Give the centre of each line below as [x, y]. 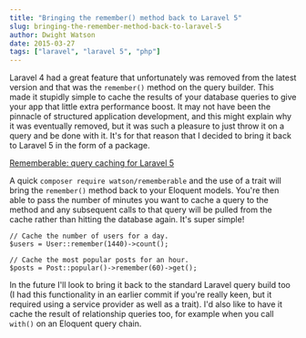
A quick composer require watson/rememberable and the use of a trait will [146, 181]
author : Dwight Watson [52, 35]
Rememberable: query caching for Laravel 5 [92, 163]
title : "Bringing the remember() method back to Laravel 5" [126, 18]
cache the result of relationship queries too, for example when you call [142, 314]
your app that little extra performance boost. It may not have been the [140, 107]
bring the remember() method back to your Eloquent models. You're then [144, 190]
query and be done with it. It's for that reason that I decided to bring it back [150, 136]
